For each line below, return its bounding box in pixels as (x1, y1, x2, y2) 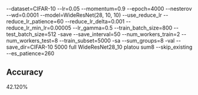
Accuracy (6, 67, 44, 78)
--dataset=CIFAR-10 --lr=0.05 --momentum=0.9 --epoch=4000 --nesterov (6, 5, 192, 12)
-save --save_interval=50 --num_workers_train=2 (58, 31, 181, 38)
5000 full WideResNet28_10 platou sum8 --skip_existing (54, 43, 193, 51)
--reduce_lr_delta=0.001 (65, 18, 125, 25)
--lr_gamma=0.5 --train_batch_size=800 (73, 24, 173, 31)
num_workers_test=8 (6, 37, 58, 44)
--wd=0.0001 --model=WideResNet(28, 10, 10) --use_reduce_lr (6, 11, 162, 19)
